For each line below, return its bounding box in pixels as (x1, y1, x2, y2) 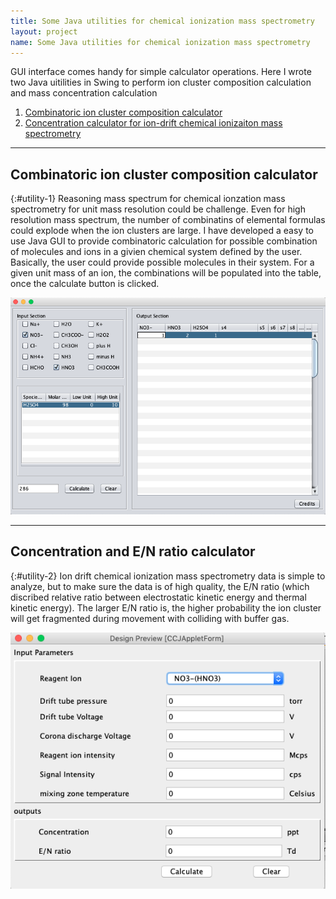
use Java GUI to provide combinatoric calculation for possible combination (10, 235, 318, 247)
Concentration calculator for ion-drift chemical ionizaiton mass (24, 117, 283, 129)
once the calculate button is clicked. (10, 278, 160, 290)
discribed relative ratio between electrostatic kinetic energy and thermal (10, 591, 307, 603)
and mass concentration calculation (10, 87, 158, 99)
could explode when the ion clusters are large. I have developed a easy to (10, 225, 314, 237)
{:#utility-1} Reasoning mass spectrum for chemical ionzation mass (10, 193, 286, 205)
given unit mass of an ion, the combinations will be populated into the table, (10, 267, 322, 279)
